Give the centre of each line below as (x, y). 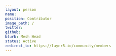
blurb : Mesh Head (23, 37)
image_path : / (20, 23)
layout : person (21, 9)
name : (11, 14)
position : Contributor (28, 19)
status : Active (21, 41)
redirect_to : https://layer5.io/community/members (58, 46)
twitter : (14, 28)
